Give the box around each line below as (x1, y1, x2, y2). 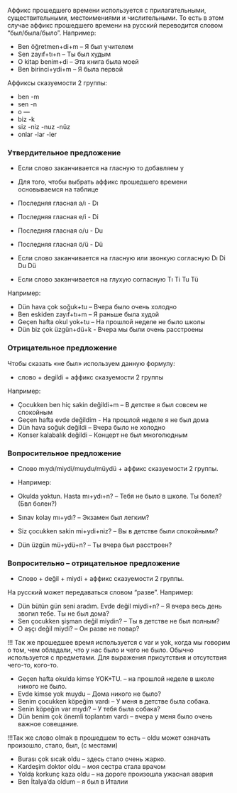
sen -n (17, 100, 38, 109)
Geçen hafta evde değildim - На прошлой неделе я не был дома (17, 415, 209, 424)
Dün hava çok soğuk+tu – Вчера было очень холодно (17, 303, 177, 311)
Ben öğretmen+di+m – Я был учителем (17, 43, 133, 50)
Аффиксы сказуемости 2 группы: (7, 79, 108, 87)
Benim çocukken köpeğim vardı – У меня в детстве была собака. (17, 697, 211, 706)
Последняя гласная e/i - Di (17, 213, 99, 221)
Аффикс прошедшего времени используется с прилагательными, (7, 6, 206, 14)
